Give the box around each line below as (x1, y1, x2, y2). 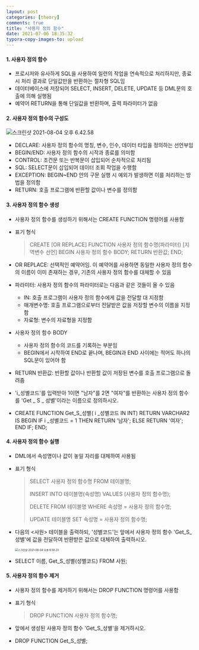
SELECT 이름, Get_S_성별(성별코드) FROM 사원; (14, 557, 128, 564)
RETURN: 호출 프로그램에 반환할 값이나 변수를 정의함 (14, 186, 138, 194)
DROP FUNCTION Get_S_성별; (14, 637, 88, 645)
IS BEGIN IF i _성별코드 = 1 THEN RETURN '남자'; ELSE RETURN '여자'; (14, 417, 184, 424)
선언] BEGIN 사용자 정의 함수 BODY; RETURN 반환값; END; (45, 248, 183, 255)
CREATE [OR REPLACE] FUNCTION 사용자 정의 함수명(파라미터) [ (29, 241, 185, 248)
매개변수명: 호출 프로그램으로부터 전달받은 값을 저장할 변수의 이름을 (23, 301, 179, 308)
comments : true (6, 20, 44, 26)
